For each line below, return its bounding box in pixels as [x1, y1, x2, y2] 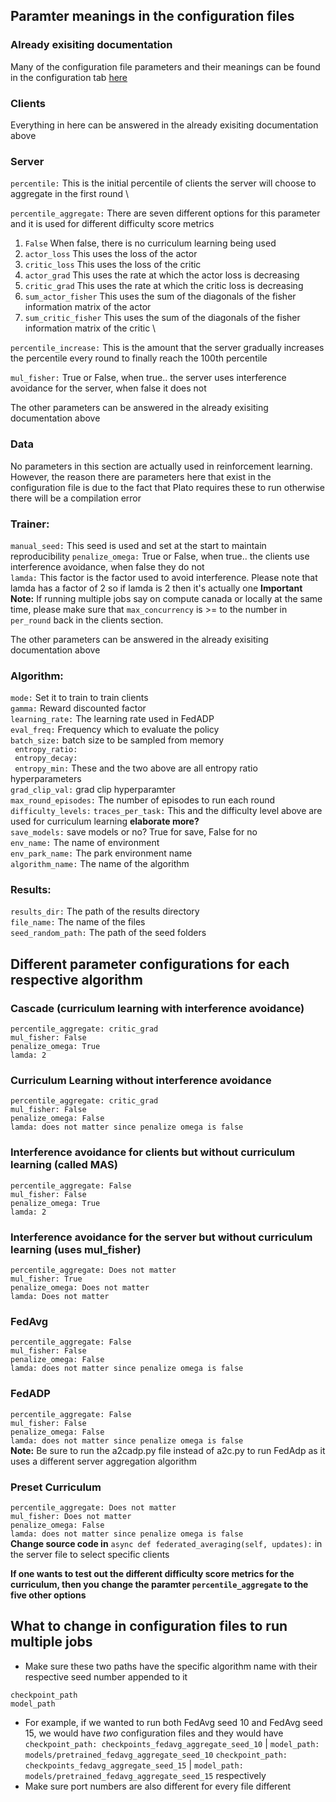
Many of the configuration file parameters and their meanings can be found [10, 60, 321, 73]
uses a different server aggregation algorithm [10, 1455, 197, 1467]
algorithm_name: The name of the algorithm [10, 858, 190, 870]
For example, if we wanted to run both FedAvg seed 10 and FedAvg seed [24, 1716, 323, 1728]
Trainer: [10, 517, 50, 531]
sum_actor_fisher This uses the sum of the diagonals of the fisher [24, 290, 297, 303]
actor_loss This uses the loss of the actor [24, 248, 198, 260]
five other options [10, 1589, 87, 1601]
